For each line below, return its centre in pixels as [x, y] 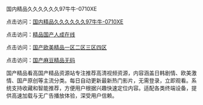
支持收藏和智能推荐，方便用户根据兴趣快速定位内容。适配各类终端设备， [101, 88]
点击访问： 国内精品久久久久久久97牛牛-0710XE [65, 22]
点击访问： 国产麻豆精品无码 [41, 60]
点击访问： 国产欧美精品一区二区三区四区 [56, 47]
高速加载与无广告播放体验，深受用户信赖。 [64, 96]
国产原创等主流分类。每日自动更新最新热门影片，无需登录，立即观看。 [104, 81]
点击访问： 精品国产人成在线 [41, 34]
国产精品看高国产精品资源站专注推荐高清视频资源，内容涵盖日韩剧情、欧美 [99, 73]
